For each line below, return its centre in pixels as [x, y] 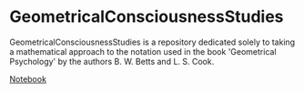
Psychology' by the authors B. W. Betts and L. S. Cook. [112, 61]
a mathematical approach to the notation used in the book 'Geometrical [143, 51]
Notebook [28, 78]
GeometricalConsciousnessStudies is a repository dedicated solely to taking [152, 42]
